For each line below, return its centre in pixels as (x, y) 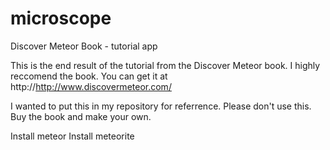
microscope (61, 18)
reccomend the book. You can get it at (89, 76)
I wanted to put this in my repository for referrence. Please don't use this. (161, 106)
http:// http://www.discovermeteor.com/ (91, 86)
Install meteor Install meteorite (72, 136)
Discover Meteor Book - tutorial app (84, 46)
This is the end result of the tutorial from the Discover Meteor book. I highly (165, 65)
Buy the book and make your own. (81, 116)
